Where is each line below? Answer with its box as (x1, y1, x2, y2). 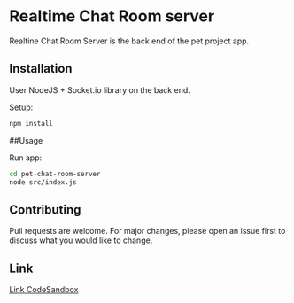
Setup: (9, 102, 34, 113)
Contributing (9, 202, 81, 217)
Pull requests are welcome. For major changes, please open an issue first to (9, 226, 286, 237)
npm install (9, 119, 53, 128)
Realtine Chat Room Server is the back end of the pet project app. (9, 35, 250, 46)
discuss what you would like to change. (9, 235, 153, 245)
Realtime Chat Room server (9, 6, 215, 27)
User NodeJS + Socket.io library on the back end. (9, 84, 190, 95)
